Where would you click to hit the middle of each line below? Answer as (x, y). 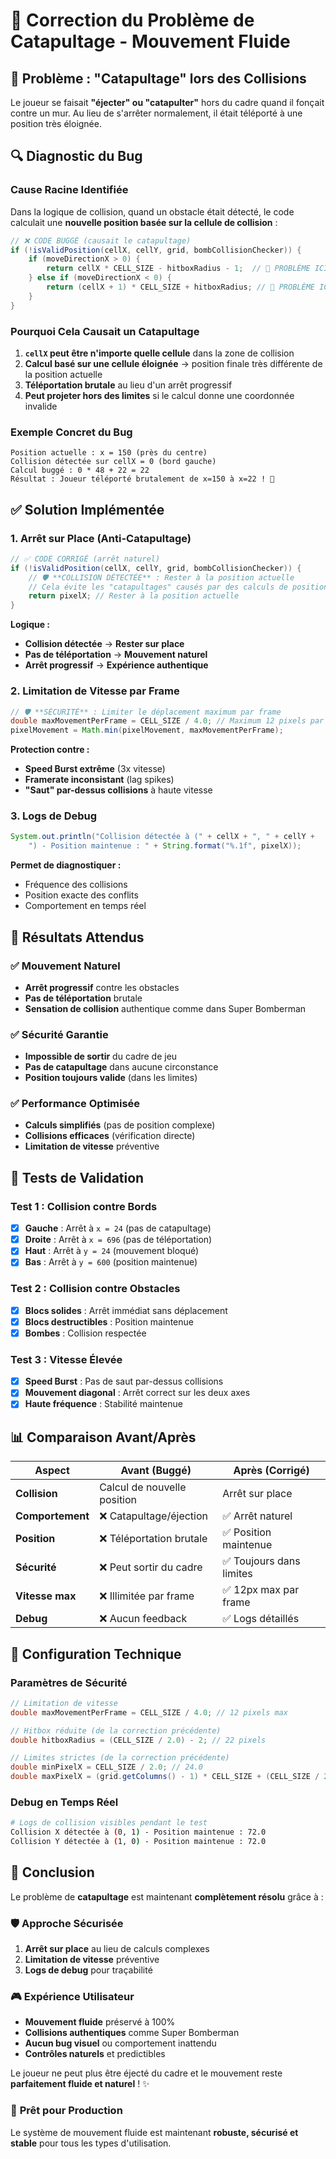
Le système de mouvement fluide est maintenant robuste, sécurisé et (154, 2132)
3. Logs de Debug (54, 816)
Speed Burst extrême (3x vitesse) (95, 769)
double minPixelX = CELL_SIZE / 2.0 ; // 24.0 (106, 1767)
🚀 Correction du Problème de (132, 20)
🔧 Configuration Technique (96, 1654)
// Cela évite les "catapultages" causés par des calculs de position (178, 587)
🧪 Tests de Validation (77, 1177)
